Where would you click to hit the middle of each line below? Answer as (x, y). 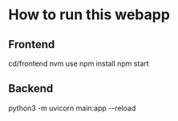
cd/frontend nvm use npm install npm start (79, 63)
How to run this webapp (89, 15)
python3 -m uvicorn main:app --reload (72, 108)
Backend (31, 89)
